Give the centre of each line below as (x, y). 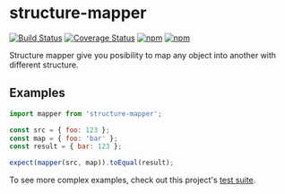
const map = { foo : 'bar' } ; (64, 138)
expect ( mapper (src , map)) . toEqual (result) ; (92, 163)
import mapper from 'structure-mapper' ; (86, 114)
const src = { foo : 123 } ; (60, 130)
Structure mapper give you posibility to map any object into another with (142, 55)
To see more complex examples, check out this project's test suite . (133, 180)
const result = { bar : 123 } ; (66, 146)
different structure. (44, 65)
